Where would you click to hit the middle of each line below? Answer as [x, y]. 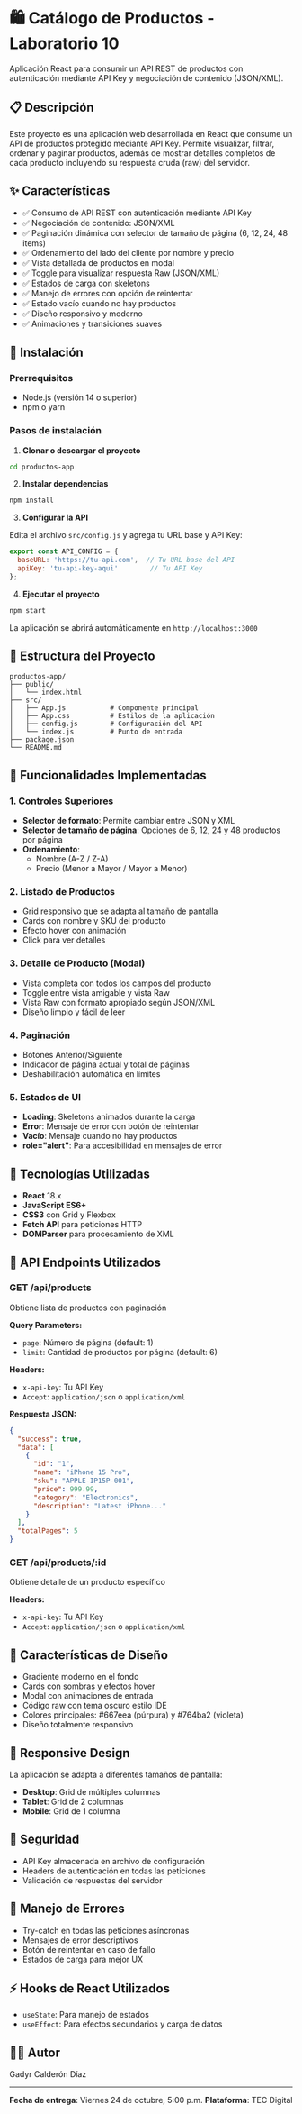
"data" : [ [36, 1447]
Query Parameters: [46, 1325]
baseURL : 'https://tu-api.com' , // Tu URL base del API [126, 560]
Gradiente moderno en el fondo [80, 1677]
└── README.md [36, 748]
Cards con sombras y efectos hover [89, 1686]
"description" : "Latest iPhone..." [100, 1506]
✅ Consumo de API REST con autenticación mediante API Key [137, 213]
